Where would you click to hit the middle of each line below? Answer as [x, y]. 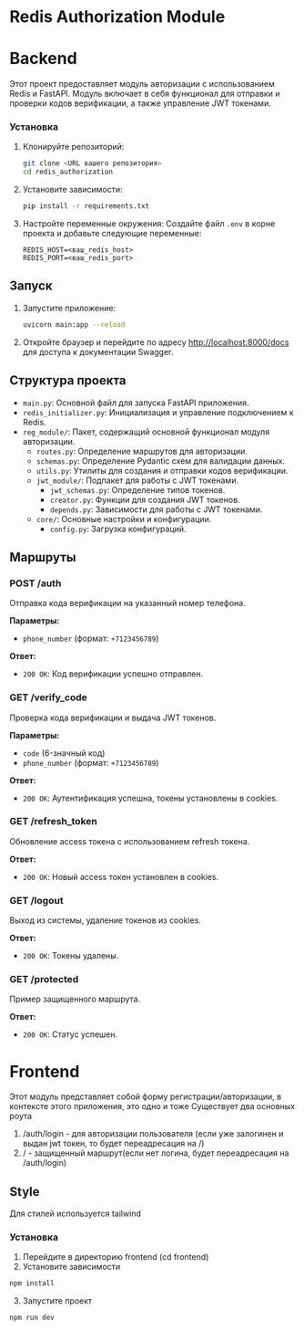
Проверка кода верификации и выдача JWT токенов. [113, 718]
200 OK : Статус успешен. [70, 1034]
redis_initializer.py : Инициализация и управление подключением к [158, 412]
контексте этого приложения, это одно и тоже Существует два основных [152, 1106]
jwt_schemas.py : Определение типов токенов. [137, 489]
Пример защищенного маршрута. [75, 999]
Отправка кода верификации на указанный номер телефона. [127, 603]
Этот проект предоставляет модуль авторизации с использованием [142, 84]
